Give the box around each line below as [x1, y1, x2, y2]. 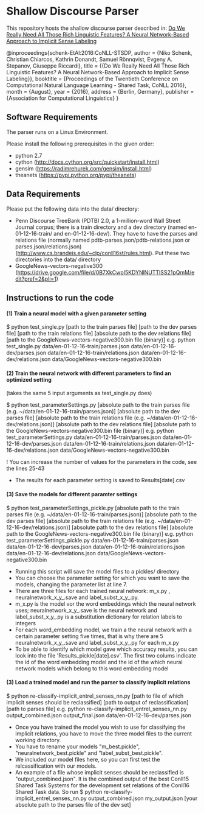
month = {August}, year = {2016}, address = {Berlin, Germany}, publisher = [6, 88, 194, 95]
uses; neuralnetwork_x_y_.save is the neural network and [15, 606, 158, 614]
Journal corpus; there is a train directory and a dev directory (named [15, 223, 187, 231]
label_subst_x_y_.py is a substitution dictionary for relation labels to [15, 613, 182, 620]
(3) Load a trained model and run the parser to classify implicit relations [6, 679, 191, 686]
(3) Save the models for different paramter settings [6, 490, 138, 497]
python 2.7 [15, 152, 42, 159]
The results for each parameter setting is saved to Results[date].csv [15, 477, 185, 484]
